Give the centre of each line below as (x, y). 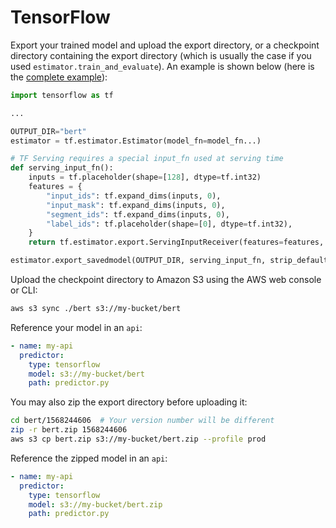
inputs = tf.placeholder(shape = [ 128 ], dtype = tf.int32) (145, 177)
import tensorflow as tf (62, 95)
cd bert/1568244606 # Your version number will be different (142, 421)
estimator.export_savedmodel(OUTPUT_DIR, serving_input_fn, (138, 261)
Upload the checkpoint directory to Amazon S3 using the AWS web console (166, 280)
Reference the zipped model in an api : (89, 458)
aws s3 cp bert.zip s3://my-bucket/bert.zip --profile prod (138, 439)
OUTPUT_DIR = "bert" (48, 131)
